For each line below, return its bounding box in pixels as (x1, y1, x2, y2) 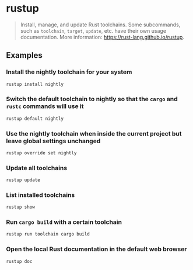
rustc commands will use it (6, 102, 84, 110)
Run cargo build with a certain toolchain (6, 218, 122, 226)
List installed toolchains (6, 191, 75, 199)
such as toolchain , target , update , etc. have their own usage (20, 27, 167, 34)
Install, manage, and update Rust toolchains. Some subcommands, (20, 21, 181, 28)
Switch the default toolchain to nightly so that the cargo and (6, 95, 178, 103)
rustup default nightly (6, 116, 64, 122)
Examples (6, 50, 43, 60)
